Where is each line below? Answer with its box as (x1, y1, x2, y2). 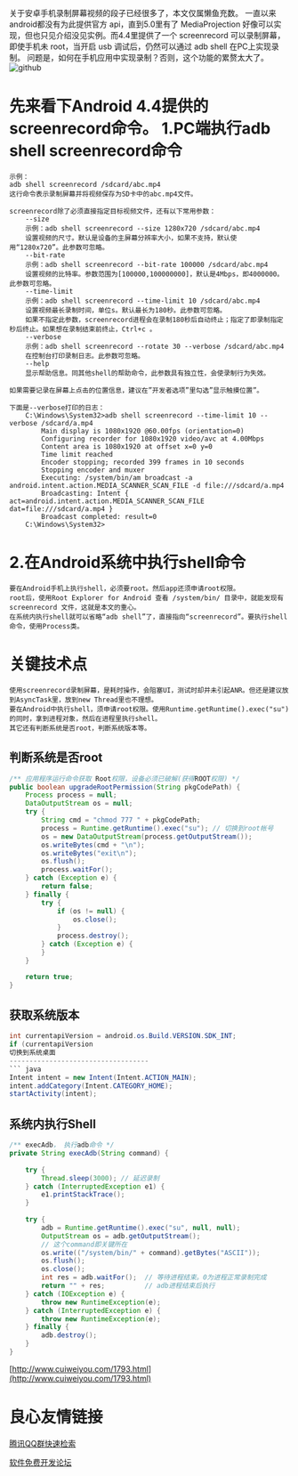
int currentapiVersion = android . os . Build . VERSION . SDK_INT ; (9, 1032, 238, 1041)
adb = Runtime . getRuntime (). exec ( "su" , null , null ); (41, 1223, 241, 1232)
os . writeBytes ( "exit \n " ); (41, 848, 138, 857)
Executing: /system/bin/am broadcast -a (41, 473, 193, 483)
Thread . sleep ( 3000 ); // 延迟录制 (41, 1173, 160, 1182)
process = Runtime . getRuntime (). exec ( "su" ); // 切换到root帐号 (41, 823, 274, 832)
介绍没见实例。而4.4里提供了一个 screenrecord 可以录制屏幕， (55, 30, 286, 40)
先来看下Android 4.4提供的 (9, 96, 209, 117)
